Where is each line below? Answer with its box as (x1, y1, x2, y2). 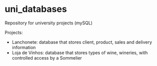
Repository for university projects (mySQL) (4, 20, 93, 26)
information (11, 44, 36, 50)
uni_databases (4, 3, 67, 15)
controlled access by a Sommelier (11, 55, 82, 61)
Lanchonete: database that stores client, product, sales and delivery (11, 39, 152, 45)
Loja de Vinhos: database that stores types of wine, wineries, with (11, 50, 148, 56)
